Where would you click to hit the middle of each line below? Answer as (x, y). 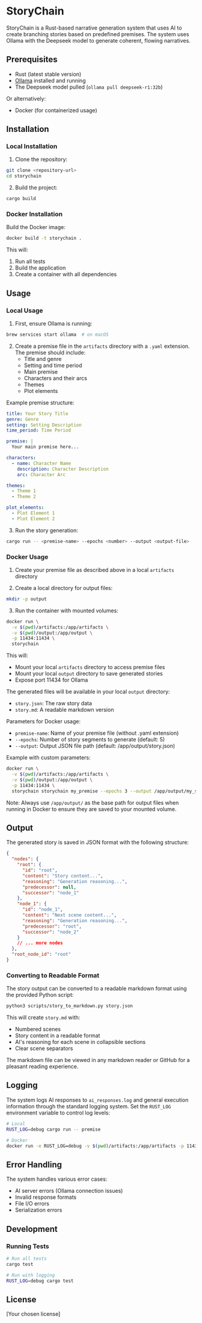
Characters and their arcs (55, 378)
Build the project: (36, 187)
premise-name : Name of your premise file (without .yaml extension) (97, 733)
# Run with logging (31, 1275)
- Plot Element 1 (33, 514)
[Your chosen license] (33, 1314)
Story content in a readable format (57, 1035)
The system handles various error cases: (57, 1179)
